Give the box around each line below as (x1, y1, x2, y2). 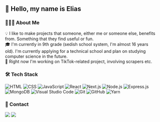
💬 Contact (5, 101, 29, 107)
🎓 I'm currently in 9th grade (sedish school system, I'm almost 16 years (5, 41, 148, 47)
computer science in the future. (5, 53, 68, 59)
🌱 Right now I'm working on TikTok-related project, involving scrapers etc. (5, 59, 152, 64)
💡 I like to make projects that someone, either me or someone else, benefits (5, 30, 156, 36)
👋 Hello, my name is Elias (5, 5, 81, 13)
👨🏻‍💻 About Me (5, 19, 40, 26)
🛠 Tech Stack (5, 71, 38, 77)
